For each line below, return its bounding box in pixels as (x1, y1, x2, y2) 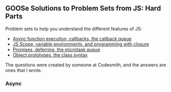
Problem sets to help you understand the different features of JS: (5, 26, 142, 32)
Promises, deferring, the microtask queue (12, 46, 101, 53)
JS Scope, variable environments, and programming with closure (12, 41, 150, 47)
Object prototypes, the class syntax (12, 52, 88, 58)
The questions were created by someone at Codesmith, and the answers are (5, 61, 166, 68)
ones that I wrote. (5, 67, 42, 73)
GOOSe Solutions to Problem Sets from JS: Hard (5, 4, 161, 13)
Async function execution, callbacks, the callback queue (12, 35, 132, 41)
